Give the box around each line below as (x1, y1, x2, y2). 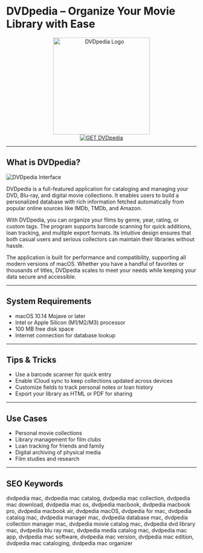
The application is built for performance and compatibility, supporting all (6, 253, 186, 261)
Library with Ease (6, 17, 95, 31)
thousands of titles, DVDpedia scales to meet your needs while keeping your (6, 267, 196, 274)
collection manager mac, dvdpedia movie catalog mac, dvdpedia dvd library (6, 520, 196, 528)
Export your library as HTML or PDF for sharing (14, 390, 133, 397)
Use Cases (6, 413, 48, 423)
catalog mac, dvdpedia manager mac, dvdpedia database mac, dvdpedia (6, 514, 188, 521)
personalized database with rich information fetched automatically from (6, 198, 184, 205)
